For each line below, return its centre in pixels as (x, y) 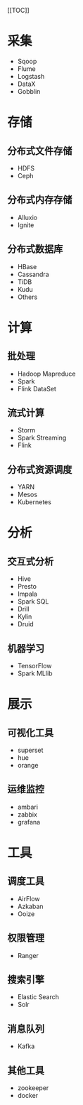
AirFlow (28, 898)
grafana (29, 822)
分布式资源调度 (40, 469)
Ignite (26, 225)
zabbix (27, 814)
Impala (27, 594)
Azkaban (30, 906)
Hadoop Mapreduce (46, 374)
